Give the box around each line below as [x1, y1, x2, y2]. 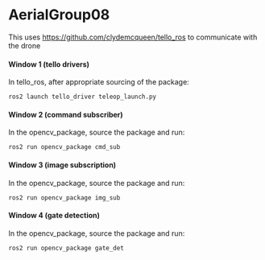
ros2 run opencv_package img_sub [8, 193, 121, 202]
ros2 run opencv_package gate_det [8, 244, 125, 252]
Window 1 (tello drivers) [8, 59, 90, 69]
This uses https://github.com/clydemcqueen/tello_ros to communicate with [8, 32, 258, 42]
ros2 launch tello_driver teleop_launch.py [8, 93, 157, 101]
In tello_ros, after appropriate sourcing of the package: [8, 77, 189, 87]
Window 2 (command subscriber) [8, 109, 123, 119]
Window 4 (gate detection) [8, 211, 101, 221]
